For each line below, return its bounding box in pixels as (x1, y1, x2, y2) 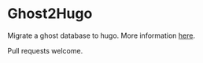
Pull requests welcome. (7, 46, 83, 55)
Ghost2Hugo (7, 5, 93, 23)
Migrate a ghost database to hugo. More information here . (7, 31, 196, 40)
